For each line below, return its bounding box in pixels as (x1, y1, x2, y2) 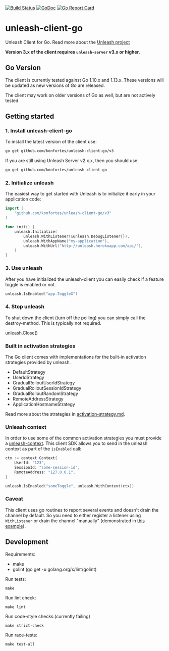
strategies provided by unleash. (5, 359, 71, 365)
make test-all (5, 641, 35, 646)
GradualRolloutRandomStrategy (12, 390, 78, 396)
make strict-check (5, 623, 44, 628)
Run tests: (5, 576, 26, 582)
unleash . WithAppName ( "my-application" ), (23, 238, 109, 243)
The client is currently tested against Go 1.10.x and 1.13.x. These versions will (5, 77, 164, 83)
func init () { (5, 225, 35, 230)
